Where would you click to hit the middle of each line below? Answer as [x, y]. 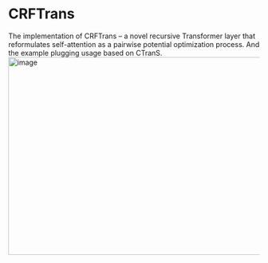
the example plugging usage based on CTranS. [85, 53]
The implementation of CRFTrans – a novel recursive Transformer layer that [132, 36]
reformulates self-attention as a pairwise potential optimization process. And [134, 44]
